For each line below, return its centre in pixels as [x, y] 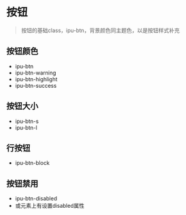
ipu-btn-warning [35, 73]
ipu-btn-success [36, 85]
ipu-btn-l [26, 127]
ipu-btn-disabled [36, 199]
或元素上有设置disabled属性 [50, 206]
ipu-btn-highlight [36, 79]
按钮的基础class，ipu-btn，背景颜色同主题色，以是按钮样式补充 [100, 30]
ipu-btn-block [32, 163]
